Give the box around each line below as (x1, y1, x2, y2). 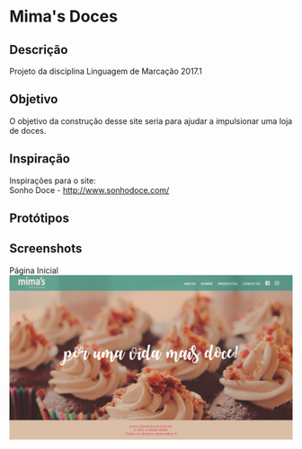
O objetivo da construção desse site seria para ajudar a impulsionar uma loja (9, 115, 293, 127)
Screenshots (9, 241, 83, 257)
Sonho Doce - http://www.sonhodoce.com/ (9, 184, 170, 195)
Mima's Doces (9, 6, 119, 27)
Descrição (9, 42, 68, 57)
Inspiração (9, 151, 70, 167)
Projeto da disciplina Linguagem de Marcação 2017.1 (9, 66, 202, 76)
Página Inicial (9, 265, 58, 276)
